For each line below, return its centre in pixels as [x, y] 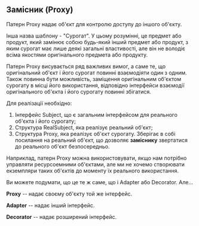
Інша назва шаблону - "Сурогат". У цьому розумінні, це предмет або [94, 36]
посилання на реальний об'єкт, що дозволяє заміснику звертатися [101, 140]
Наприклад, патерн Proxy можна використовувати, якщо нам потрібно [97, 158]
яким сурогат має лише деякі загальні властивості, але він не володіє [96, 48]
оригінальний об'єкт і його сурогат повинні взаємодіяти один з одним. [97, 72]
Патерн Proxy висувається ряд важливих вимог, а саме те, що [86, 66]
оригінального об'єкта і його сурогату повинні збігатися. [79, 91]
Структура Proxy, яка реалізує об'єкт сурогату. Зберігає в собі [95, 134]
